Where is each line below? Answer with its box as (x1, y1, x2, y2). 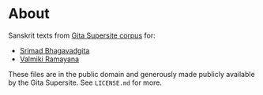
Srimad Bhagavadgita (19, 46, 90, 55)
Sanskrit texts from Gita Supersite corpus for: (8, 31, 156, 40)
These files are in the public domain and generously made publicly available (8, 69, 255, 79)
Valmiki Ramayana (19, 54, 80, 64)
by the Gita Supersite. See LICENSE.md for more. (8, 78, 163, 87)
